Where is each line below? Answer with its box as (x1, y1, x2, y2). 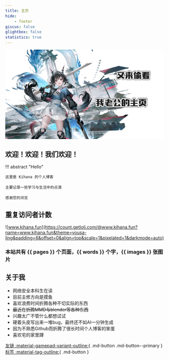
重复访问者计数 (5, 210, 52, 219)
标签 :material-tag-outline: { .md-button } (5, 349, 89, 355)
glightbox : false (5, 29, 42, 35)
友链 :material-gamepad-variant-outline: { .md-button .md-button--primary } (5, 342, 163, 348)
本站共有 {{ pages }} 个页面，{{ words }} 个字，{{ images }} (5, 248, 152, 255)
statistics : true (5, 35, 42, 40)
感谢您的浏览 (5, 195, 28, 201)
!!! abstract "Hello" (5, 164, 44, 170)
